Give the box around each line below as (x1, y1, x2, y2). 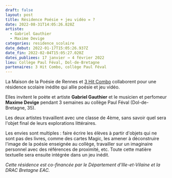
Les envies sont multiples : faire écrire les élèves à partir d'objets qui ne (5, 130, 157, 136)
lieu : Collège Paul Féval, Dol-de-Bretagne (5, 60, 100, 65)
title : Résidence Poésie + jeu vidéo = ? (5, 17, 95, 22)
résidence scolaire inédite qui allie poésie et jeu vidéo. (5, 84, 120, 90)
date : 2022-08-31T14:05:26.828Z (5, 21, 74, 27)
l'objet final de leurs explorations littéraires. (5, 120, 97, 126)
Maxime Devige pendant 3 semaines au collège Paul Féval (5, 99, 129, 105)
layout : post (5, 12, 33, 17)
